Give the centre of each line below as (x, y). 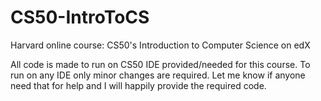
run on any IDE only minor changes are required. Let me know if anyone (158, 75)
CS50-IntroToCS (80, 17)
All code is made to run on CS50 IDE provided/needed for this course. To (160, 64)
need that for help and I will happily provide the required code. (138, 85)
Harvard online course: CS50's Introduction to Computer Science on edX (160, 45)
